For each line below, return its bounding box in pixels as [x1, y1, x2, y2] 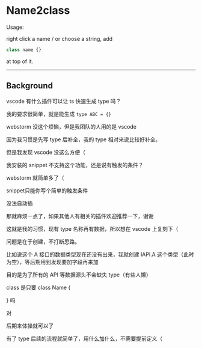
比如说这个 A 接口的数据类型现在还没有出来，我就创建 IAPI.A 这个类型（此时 [6, 251, 194, 258]
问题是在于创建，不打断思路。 [6, 238, 80, 245]
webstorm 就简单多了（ [6, 174, 64, 181]
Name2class [6, 4, 70, 17]
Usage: [6, 23, 24, 31]
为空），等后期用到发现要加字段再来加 [6, 258, 99, 265]
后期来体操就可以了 [6, 322, 54, 329]
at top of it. [6, 58, 34, 65]
